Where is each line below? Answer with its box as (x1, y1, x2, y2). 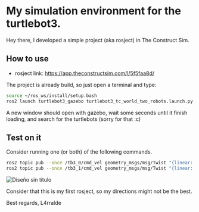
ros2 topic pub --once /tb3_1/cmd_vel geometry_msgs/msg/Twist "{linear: (6, 166, 194, 172)
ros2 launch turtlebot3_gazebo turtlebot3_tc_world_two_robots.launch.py (6, 98, 194, 104)
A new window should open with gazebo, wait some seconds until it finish (6, 109, 188, 116)
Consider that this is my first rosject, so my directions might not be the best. (6, 188, 192, 195)
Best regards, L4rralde (6, 199, 61, 207)
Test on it (6, 132, 42, 142)
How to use (6, 54, 49, 64)
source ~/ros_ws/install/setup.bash (6, 92, 97, 99)
